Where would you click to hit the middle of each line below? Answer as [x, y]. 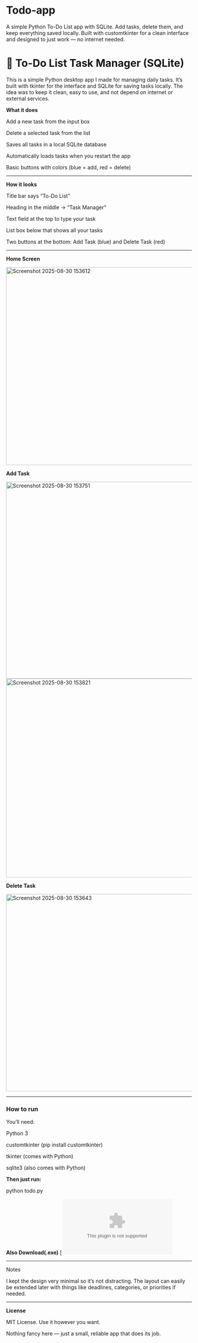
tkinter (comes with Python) [40, 1156]
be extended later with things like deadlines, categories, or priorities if [91, 1287]
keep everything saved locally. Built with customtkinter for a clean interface [98, 33]
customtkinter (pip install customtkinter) [55, 1145]
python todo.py [24, 1191]
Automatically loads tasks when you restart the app [68, 156]
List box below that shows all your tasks [55, 230]
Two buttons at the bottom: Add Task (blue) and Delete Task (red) [86, 242]
